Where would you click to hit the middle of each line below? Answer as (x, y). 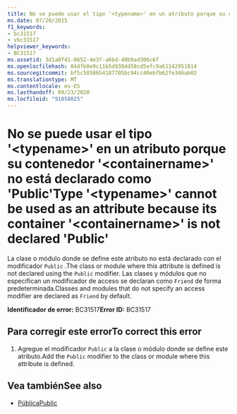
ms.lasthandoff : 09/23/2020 (49, 92)
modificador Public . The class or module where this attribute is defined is (114, 266)
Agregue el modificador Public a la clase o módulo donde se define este (123, 348)
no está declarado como (79, 179)
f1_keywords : (26, 27)
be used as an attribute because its (112, 209)
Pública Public (37, 403)
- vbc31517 (23, 40)
